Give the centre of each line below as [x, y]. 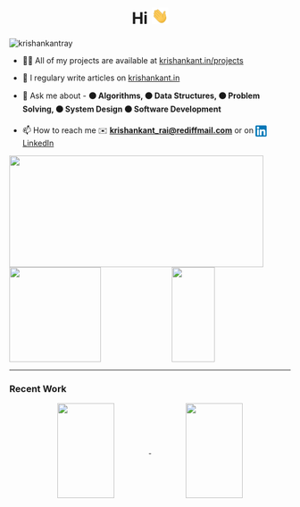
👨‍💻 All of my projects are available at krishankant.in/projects [133, 61]
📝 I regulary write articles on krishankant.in [101, 78]
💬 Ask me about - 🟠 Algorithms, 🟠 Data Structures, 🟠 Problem [141, 96]
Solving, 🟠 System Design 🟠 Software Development [121, 109]
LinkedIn [38, 143]
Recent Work [38, 388]
